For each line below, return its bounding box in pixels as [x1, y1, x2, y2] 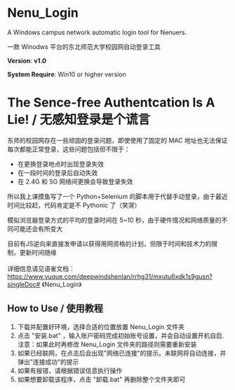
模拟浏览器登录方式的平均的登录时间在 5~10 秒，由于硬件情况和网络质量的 [7, 216, 222, 224]
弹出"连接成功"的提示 [17, 357, 79, 365]
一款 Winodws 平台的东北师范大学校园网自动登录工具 [7, 42, 161, 50]
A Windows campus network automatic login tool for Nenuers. [7, 28, 187, 36]
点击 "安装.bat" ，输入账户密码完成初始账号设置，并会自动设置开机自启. [17, 331, 224, 340]
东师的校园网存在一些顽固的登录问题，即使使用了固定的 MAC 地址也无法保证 [7, 136, 228, 144]
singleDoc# [7, 280, 41, 288]
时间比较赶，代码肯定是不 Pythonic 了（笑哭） [7, 201, 141, 209]
